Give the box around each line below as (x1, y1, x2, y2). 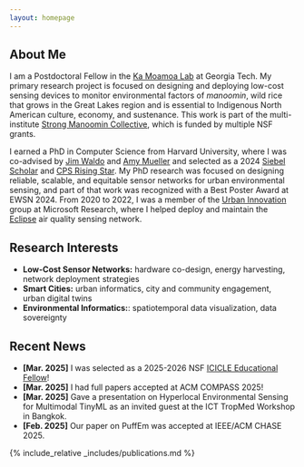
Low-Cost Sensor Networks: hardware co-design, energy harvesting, (22, 264, 286, 275)
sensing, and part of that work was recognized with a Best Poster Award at (9, 185, 289, 196)
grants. (9, 129, 36, 140)
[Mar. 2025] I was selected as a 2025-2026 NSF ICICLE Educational (22, 363, 279, 374)
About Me (9, 47, 66, 63)
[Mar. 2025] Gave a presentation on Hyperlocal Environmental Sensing (22, 392, 289, 403)
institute (9, 119, 40, 130)
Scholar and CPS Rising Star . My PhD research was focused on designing (9, 165, 284, 177)
